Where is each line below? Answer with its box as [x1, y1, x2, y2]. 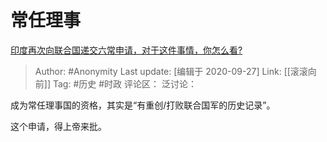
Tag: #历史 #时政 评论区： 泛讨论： [52, 77, 197, 90]
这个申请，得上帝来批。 [10, 120, 107, 132]
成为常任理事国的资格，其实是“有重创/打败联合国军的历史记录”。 [10, 99, 276, 111]
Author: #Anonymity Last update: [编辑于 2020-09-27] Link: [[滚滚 [34, 65, 308, 77]
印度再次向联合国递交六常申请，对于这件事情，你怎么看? [10, 44, 243, 56]
